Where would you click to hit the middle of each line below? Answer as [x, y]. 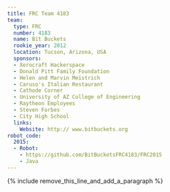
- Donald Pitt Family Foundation [62, 71]
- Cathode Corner [38, 90]
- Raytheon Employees [45, 104]
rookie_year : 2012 [40, 46]
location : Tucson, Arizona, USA [60, 52]
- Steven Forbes [37, 110]
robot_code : [24, 135]
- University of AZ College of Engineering [77, 97]
